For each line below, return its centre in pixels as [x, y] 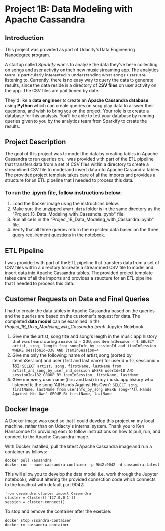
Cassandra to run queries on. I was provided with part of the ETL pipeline [79, 159]
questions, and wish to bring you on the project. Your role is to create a [77, 111]
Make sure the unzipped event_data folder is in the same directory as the [86, 209]
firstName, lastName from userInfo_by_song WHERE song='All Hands [82, 389]
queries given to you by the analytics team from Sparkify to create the [76, 121]
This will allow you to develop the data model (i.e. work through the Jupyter [82, 474]
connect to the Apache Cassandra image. [47, 436]
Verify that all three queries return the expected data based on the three [85, 230]
